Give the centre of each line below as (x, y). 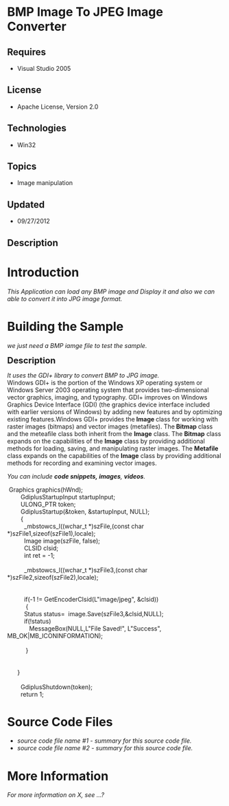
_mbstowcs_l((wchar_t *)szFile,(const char (84, 526)
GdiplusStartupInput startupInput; (68, 497)
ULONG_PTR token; (48, 504)
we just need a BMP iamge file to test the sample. (77, 345)
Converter (37, 26)
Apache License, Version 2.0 (58, 107)
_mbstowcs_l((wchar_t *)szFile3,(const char (86, 570)
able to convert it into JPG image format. (65, 298)
